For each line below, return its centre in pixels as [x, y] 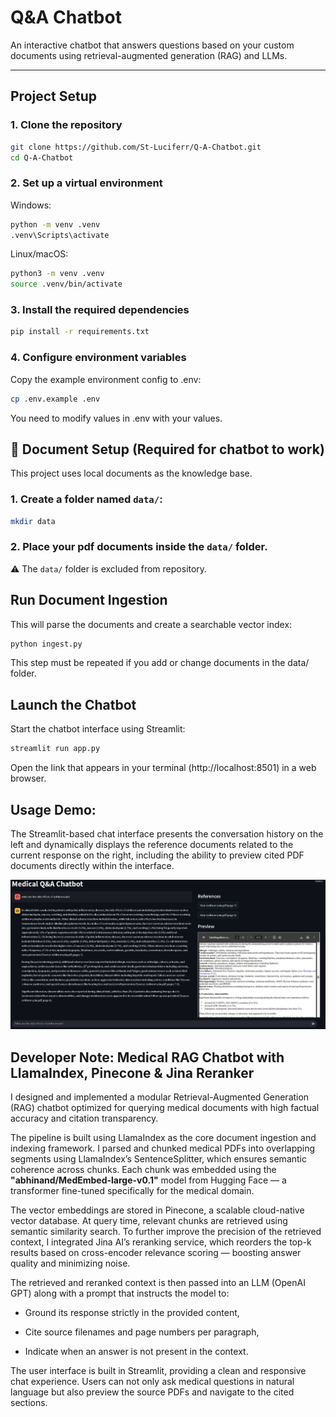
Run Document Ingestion [89, 600]
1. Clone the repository [66, 125]
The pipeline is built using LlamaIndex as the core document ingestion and [163, 1137]
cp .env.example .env [55, 399]
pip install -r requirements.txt [80, 332]
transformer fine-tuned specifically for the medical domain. [132, 1190]
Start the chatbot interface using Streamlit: [98, 729]
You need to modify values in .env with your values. [116, 418]
